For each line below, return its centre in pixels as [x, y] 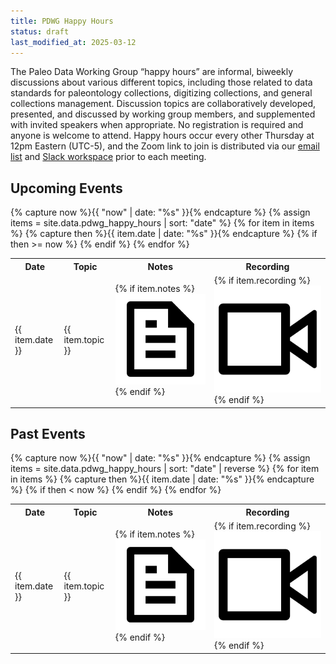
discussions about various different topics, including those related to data [161, 82]
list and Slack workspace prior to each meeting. [108, 157]
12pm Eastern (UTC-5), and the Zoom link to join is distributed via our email [165, 146]
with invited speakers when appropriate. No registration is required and [157, 125]
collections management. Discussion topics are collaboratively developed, [163, 104]
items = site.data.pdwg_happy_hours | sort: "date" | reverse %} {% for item [165, 469]
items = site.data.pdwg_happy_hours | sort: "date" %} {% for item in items [162, 223]
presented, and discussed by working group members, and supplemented [163, 114]
